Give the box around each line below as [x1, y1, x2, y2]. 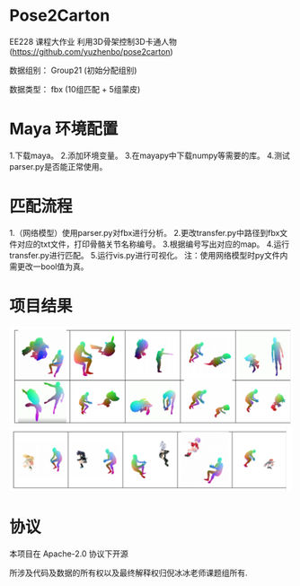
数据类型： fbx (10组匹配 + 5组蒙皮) [9, 83, 141, 94]
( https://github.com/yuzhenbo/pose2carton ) [9, 46, 173, 57]
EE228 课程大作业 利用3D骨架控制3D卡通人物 [9, 36, 177, 47]
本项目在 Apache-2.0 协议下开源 [9, 548, 128, 559]
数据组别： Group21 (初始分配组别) [9, 65, 137, 75]
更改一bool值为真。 [16, 261, 89, 272]
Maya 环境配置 [9, 118, 119, 139]
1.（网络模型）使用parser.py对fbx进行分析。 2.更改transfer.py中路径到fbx [9, 227, 280, 238]
